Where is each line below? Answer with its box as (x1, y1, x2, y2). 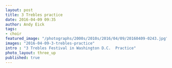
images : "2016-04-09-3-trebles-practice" (5, 41, 95, 46)
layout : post (5, 7, 33, 13)
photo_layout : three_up (5, 50, 56, 55)
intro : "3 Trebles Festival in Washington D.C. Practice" (5, 46, 137, 51)
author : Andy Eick (5, 21, 45, 27)
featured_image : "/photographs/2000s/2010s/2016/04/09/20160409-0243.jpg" (5, 36, 168, 41)
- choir (5, 31, 22, 36)
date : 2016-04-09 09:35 (5, 17, 56, 22)
